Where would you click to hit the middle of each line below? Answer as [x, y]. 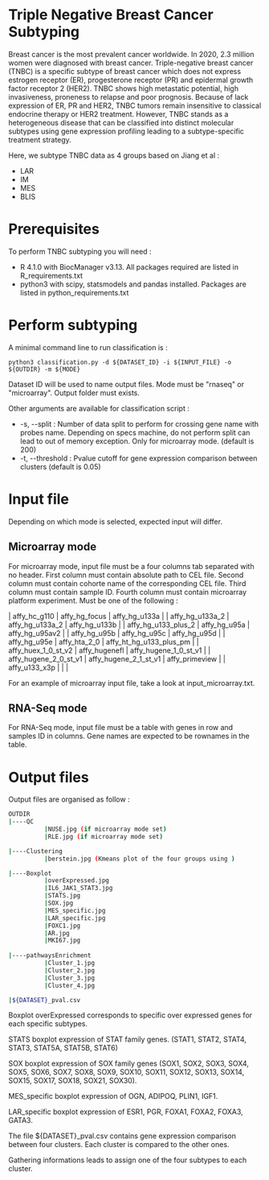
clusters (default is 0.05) [61, 466]
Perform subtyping [73, 326]
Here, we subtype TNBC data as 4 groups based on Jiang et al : [114, 155]
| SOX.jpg [59, 903]
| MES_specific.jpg [75, 910]
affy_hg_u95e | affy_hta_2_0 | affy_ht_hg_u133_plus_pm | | [104, 642]
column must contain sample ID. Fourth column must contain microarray [128, 592]
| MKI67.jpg [62, 941]
